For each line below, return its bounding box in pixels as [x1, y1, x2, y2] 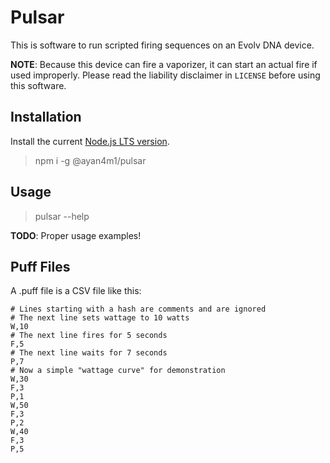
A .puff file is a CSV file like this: [10, 285, 142, 297]
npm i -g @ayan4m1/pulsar [34, 154, 147, 166]
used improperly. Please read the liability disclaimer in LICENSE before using [10, 69, 321, 81]
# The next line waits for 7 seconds [10, 348, 168, 358]
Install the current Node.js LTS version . [10, 135, 170, 147]
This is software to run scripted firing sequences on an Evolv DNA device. [10, 39, 315, 51]
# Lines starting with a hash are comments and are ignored [10, 304, 267, 315]
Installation [10, 109, 82, 126]
